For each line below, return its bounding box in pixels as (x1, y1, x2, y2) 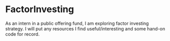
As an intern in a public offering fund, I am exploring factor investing (5, 20, 149, 26)
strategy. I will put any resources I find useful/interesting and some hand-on (5, 25, 165, 31)
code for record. (5, 31, 40, 37)
